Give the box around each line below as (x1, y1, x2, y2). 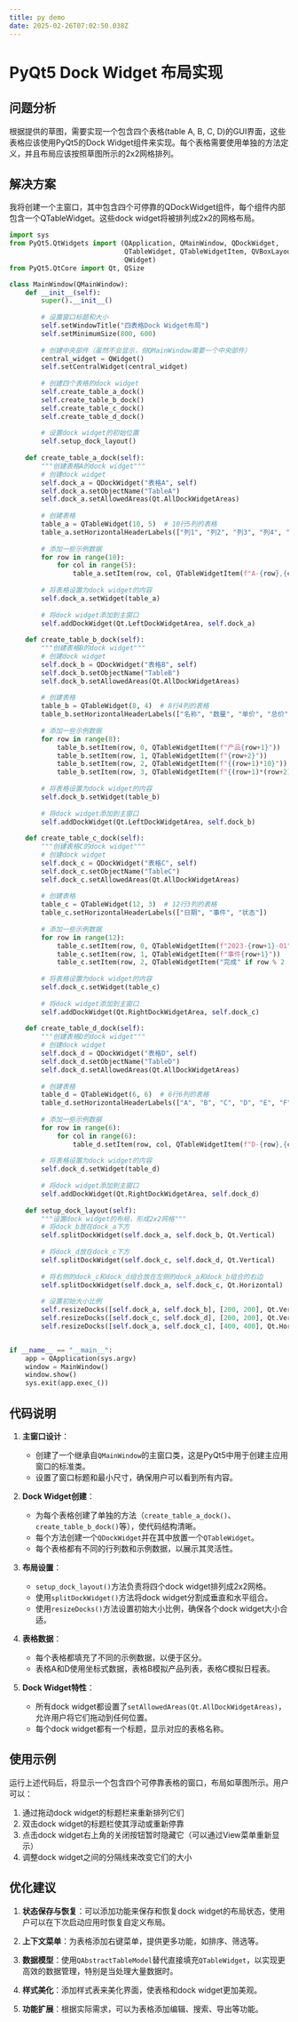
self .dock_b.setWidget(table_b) (41, 793, 161, 802)
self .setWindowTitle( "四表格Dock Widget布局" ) (41, 321, 210, 330)
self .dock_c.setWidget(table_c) (41, 983, 161, 992)
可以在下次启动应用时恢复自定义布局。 (29, 1916, 170, 1927)
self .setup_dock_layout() (41, 437, 137, 446)
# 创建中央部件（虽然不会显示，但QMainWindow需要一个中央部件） (41, 346, 251, 355)
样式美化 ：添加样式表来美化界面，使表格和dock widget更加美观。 (21, 1985, 263, 1995)
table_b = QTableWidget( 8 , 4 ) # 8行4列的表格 (41, 702, 210, 711)
